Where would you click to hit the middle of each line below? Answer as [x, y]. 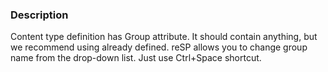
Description [39, 15]
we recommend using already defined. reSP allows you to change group [159, 47]
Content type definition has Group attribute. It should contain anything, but [164, 37]
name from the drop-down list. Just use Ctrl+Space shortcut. [136, 58]
